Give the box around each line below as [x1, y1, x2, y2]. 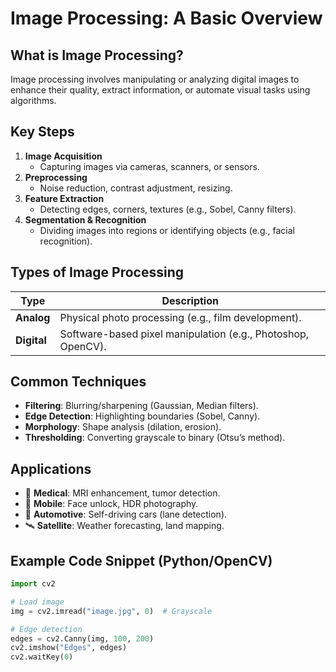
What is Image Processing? [10, 47, 184, 64]
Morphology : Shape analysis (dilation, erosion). [24, 421, 222, 433]
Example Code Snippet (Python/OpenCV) [10, 552, 273, 569]
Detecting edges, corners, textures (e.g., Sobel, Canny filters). [39, 203, 297, 215]
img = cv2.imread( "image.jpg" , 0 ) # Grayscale [10, 606, 213, 616]
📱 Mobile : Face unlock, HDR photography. [24, 498, 199, 510]
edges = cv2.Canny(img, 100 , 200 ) [10, 633, 155, 644]
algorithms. [10, 95, 57, 106]
